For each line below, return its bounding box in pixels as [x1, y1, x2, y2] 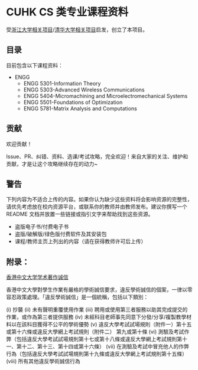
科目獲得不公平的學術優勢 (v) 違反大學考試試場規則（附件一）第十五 [26, 321, 192, 328]
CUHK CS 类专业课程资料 [6, 5, 129, 19]
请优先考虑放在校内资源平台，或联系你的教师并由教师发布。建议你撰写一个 [6, 203, 187, 210]
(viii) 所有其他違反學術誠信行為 [6, 358, 81, 365]
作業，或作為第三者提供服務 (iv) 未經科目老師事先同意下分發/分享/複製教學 [6, 313, 187, 320]
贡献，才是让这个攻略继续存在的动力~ [6, 160, 98, 167]
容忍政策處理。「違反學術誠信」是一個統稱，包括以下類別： [6, 293, 149, 301]
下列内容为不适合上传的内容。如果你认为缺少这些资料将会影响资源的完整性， [6, 196, 193, 203]
